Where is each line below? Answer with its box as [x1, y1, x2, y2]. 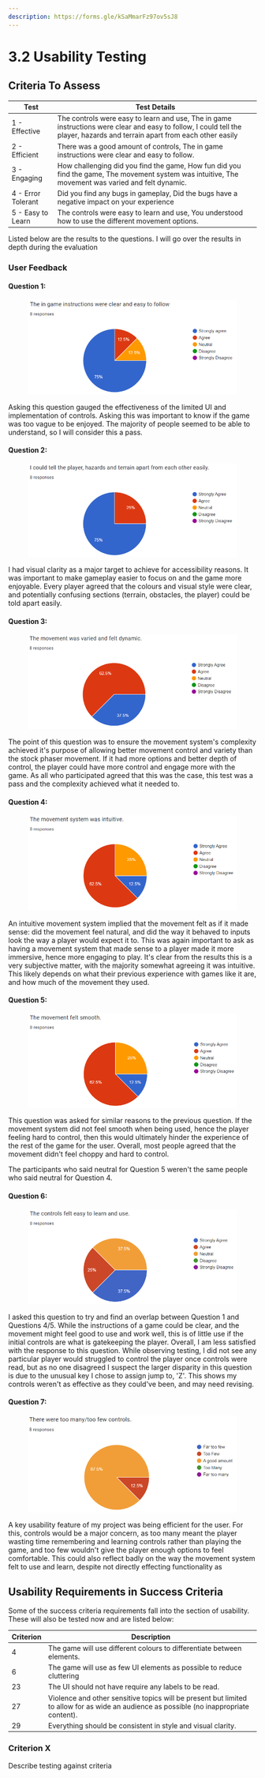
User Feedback [8, 261, 68, 273]
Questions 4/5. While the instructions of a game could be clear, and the [8, 1320, 240, 1330]
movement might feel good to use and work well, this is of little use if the [8, 1329, 244, 1338]
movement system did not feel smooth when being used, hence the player [8, 1124, 249, 1133]
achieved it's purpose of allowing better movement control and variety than [8, 746, 253, 755]
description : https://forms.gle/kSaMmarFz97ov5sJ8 [8, 13, 178, 21]
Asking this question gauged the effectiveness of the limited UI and [8, 402, 226, 412]
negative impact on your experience [57, 197, 175, 207]
